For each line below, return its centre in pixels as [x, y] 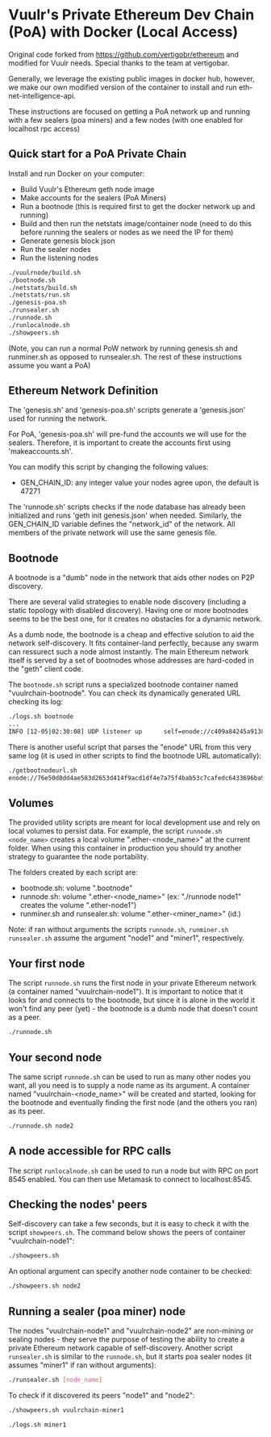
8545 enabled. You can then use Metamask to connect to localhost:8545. [130, 1179]
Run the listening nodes [59, 258]
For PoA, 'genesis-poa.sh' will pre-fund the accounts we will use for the [127, 435]
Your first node [47, 963]
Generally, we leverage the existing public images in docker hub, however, [132, 78]
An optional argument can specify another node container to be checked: [130, 1271]
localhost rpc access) [44, 128]
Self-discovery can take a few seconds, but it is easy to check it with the [129, 1224]
